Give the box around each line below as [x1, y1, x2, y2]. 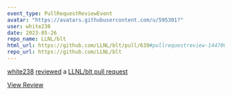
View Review [7, 81, 43, 89]
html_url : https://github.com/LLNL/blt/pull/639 [7, 42, 150, 49]
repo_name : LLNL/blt [7, 36, 67, 43]
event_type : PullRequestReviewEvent [7, 10, 113, 17]
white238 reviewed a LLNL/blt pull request [7, 67, 128, 76]
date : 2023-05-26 [7, 29, 57, 36]
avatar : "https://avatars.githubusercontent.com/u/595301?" [7, 17, 184, 23]
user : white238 [7, 23, 51, 30]
